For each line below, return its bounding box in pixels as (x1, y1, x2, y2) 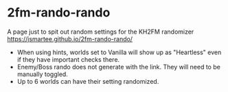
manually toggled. (16, 70, 69, 78)
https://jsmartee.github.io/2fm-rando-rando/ (7, 34, 133, 43)
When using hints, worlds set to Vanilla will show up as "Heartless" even (16, 48, 222, 56)
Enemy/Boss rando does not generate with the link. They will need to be (16, 62, 221, 71)
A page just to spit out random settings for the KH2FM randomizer (7, 27, 194, 36)
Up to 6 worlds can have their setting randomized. (16, 77, 159, 85)
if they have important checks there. (16, 55, 120, 63)
